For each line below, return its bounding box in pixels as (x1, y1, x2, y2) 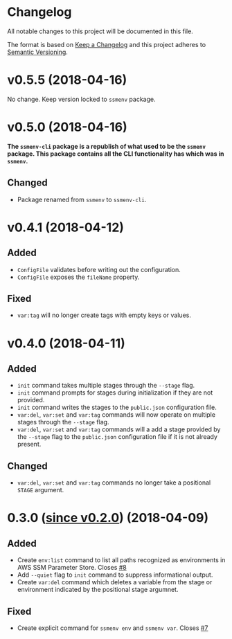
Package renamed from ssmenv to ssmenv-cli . (17, 195, 147, 204)
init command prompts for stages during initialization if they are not (17, 388, 213, 397)
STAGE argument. (17, 486, 64, 494)
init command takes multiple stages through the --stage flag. (17, 381, 195, 390)
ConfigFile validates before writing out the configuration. (17, 265, 181, 273)
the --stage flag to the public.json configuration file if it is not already (17, 433, 218, 441)
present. (17, 440, 42, 449)
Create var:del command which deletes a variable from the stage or (17, 578, 213, 586)
